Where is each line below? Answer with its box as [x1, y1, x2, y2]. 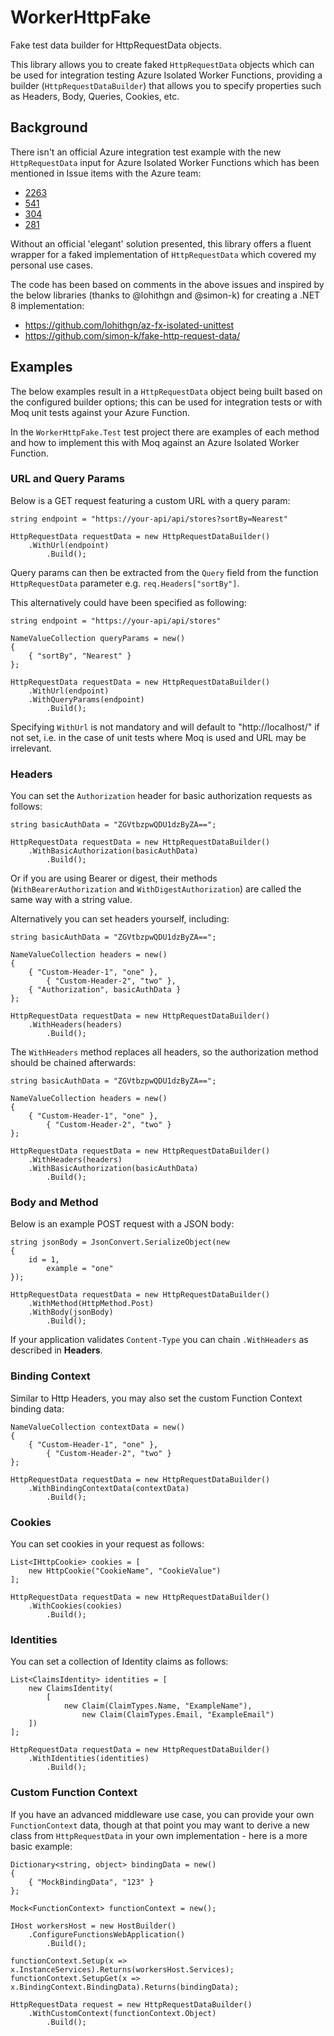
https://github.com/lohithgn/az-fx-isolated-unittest [24, 319, 235, 331]
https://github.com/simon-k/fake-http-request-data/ [24, 329, 241, 341]
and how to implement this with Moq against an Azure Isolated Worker [10, 436, 300, 448]
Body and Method [10, 1196, 99, 1210]
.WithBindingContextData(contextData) [28, 1483, 190, 1493]
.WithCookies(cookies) [28, 1601, 123, 1611]
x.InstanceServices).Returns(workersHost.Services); [10, 1964, 235, 1975]
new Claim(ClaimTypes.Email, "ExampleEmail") [81, 1710, 275, 1720]
